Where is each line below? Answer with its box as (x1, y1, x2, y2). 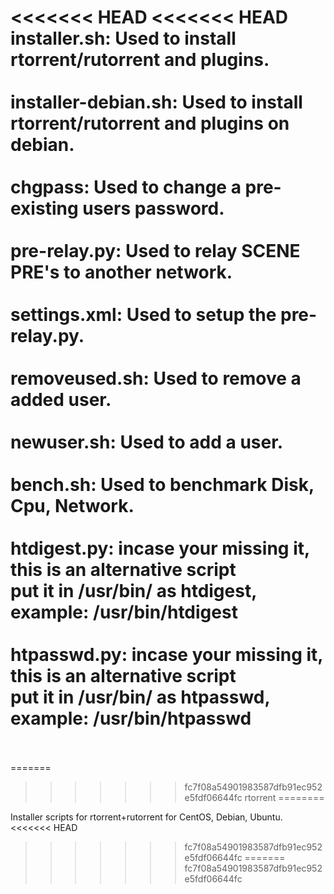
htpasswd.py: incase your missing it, (10, 644, 323, 666)
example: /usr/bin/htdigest (10, 601, 238, 624)
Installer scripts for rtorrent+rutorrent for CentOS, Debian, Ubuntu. (10, 811, 283, 823)
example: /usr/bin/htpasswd (10, 707, 252, 730)
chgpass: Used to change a (10, 176, 242, 199)
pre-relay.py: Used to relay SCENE (10, 240, 301, 263)
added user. (10, 389, 112, 411)
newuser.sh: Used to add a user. (10, 431, 284, 454)
